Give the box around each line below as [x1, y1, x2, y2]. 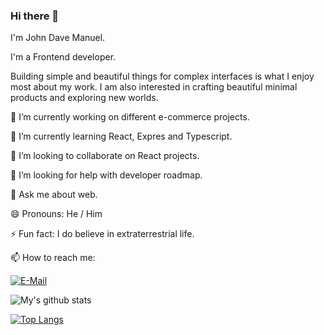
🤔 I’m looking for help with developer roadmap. [10, 169, 203, 181]
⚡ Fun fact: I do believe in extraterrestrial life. [10, 228, 195, 240]
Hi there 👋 [10, 9, 60, 23]
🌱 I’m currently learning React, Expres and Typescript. [10, 130, 233, 143]
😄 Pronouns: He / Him [10, 208, 103, 220]
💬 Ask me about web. [10, 189, 98, 201]
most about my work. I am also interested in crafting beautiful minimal [10, 81, 298, 93]
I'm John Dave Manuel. [10, 32, 106, 44]
